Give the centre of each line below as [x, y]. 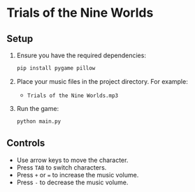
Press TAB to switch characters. [62, 167]
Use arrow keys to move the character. [72, 160]
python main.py [39, 121]
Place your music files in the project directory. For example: [102, 81]
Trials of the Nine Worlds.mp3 [73, 96]
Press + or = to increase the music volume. [78, 175]
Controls [26, 143]
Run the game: [38, 108]
